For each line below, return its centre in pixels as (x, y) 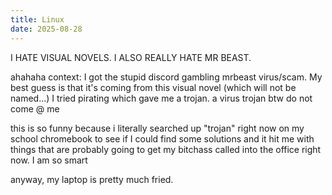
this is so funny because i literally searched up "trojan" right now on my (157, 128)
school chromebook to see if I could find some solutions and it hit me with (162, 138)
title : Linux (37, 19)
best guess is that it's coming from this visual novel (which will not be (153, 87)
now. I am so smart (49, 160)
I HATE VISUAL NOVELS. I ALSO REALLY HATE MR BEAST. (131, 57)
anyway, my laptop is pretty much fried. (92, 179)
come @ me (35, 108)
